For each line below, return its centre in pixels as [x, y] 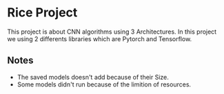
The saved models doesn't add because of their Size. [93, 77]
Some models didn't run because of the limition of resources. [104, 84]
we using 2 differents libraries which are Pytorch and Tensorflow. [100, 38]
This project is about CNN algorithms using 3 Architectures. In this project [112, 32]
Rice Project [42, 13]
